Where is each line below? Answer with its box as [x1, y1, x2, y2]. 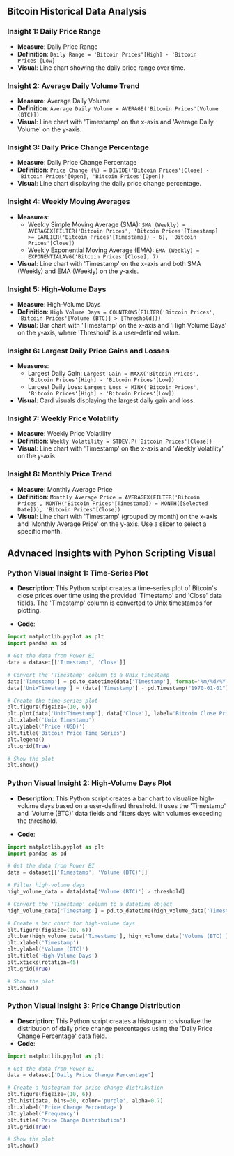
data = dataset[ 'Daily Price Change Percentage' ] [7, 1071, 155, 1078]
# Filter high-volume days [7, 881, 86, 889]
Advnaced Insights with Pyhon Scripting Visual [7, 548, 216, 559]
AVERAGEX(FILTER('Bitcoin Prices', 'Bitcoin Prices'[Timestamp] [27, 227, 219, 235]
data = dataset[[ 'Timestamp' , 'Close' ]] [7, 659, 127, 666]
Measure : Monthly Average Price [17, 485, 113, 493]
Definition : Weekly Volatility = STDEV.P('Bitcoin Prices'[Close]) [17, 437, 212, 446]
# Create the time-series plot [7, 697, 98, 704]
